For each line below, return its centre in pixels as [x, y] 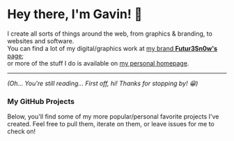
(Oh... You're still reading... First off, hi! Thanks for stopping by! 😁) [103, 83]
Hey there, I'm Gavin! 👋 [75, 14]
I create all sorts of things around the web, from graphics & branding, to [110, 34]
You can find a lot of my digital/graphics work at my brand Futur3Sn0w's [112, 48]
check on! [22, 131]
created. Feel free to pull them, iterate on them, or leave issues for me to [111, 124]
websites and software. [41, 40]
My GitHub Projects [41, 101]
